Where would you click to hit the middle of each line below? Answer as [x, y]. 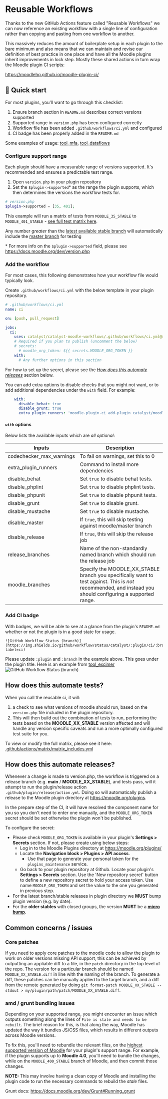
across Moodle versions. [30, 1035]
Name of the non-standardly [113, 548]
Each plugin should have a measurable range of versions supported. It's [79, 167]
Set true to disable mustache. [114, 511]
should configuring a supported [117, 594]
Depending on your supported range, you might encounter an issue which [81, 1014]
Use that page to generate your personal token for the [83, 859]
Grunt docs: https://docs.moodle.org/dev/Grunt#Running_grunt [70, 1091]
